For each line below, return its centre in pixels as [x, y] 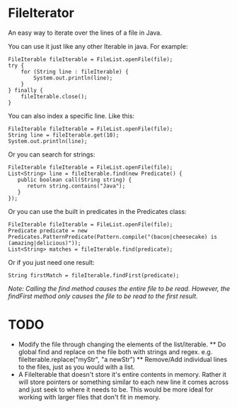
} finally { [25, 90]
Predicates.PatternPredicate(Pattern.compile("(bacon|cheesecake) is [113, 237]
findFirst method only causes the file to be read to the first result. [103, 296]
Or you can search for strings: [52, 154]
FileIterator [41, 13]
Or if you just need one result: [51, 262]
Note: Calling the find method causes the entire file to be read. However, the [119, 288]
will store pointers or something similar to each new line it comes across [123, 382]
